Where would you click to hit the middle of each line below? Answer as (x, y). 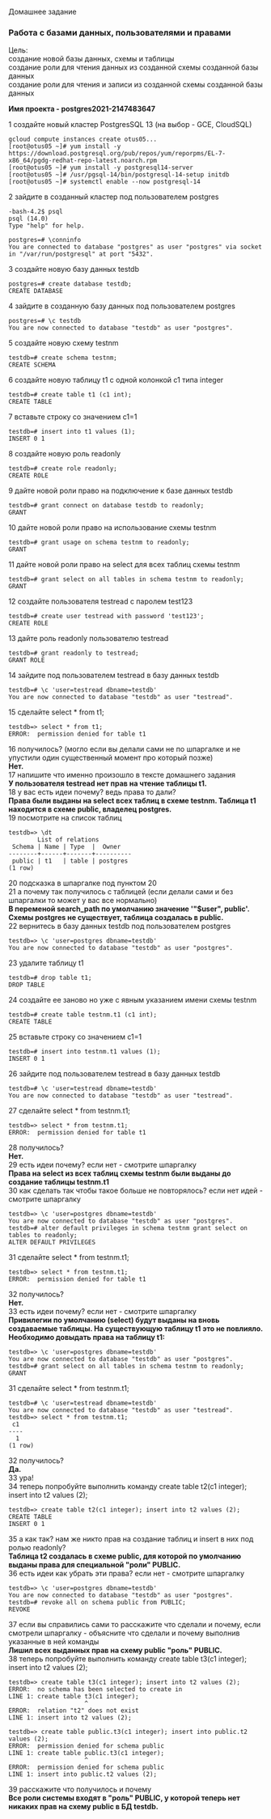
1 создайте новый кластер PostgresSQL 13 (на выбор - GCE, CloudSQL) (130, 125)
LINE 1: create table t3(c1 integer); (74, 1697)
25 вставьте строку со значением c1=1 (75, 1037)
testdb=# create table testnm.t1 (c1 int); (83, 1015)
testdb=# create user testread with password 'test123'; (106, 617)
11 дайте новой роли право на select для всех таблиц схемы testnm (124, 565)
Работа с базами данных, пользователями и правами (120, 32)
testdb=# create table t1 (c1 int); (70, 395)
